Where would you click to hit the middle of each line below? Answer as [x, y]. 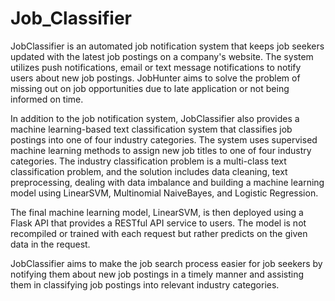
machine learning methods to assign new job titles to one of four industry [161, 150]
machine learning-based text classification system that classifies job [151, 129]
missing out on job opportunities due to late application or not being [150, 88]
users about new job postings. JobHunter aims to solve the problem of [155, 78]
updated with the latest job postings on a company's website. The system [162, 56]
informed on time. [47, 99]
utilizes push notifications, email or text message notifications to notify [156, 67]
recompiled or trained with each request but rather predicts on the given [159, 233]
